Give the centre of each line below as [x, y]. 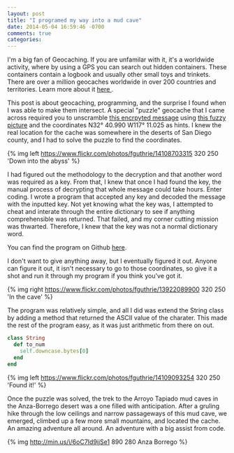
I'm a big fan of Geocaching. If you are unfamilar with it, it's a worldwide [111, 59]
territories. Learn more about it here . [60, 89]
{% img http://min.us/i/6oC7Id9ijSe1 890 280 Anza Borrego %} [97, 442]
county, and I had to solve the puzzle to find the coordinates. [95, 140]
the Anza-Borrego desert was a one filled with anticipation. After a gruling [114, 405]
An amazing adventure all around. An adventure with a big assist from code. [116, 428]
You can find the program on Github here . [67, 247]
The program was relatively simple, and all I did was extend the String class [116, 310]
